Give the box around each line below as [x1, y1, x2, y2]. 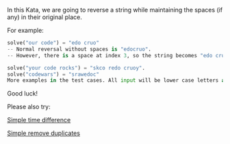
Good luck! [7, 89, 38, 98]
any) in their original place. [7, 13, 82, 21]
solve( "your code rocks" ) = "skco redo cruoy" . [7, 64, 146, 71]
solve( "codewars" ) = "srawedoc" [7, 71, 99, 78]
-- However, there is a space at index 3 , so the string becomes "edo [7, 52, 213, 59]
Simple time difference [7, 116, 71, 124]
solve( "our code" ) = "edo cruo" [7, 40, 99, 46]
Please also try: [7, 102, 51, 111]
